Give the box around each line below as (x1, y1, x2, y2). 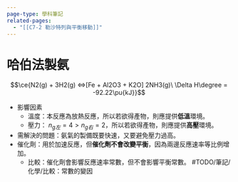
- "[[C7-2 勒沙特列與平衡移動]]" (13, 24, 103, 31)
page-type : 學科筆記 (6, 10, 63, 18)
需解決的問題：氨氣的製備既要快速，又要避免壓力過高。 (16, 131, 180, 140)
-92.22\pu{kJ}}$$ (92, 89, 146, 97)
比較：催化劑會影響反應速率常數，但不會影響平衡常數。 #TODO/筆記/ (27, 158, 231, 166)
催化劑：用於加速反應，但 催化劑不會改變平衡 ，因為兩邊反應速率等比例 (16, 140, 224, 148)
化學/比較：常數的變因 (27, 167, 93, 176)
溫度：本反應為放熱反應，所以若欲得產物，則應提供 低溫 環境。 (27, 112, 209, 121)
